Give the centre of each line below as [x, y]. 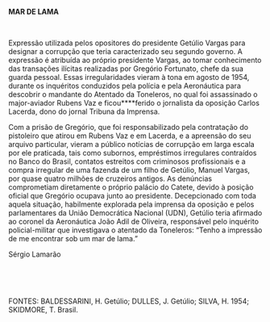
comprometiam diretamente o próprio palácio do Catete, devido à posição [131, 187]
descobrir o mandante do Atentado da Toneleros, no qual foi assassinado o [133, 94]
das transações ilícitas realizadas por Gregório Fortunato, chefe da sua [126, 69]
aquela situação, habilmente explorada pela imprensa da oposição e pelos [131, 204]
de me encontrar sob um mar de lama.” [73, 238]
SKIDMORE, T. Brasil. [44, 309]
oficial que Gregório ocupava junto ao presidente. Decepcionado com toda [132, 196]
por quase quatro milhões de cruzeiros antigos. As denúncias [110, 178]
